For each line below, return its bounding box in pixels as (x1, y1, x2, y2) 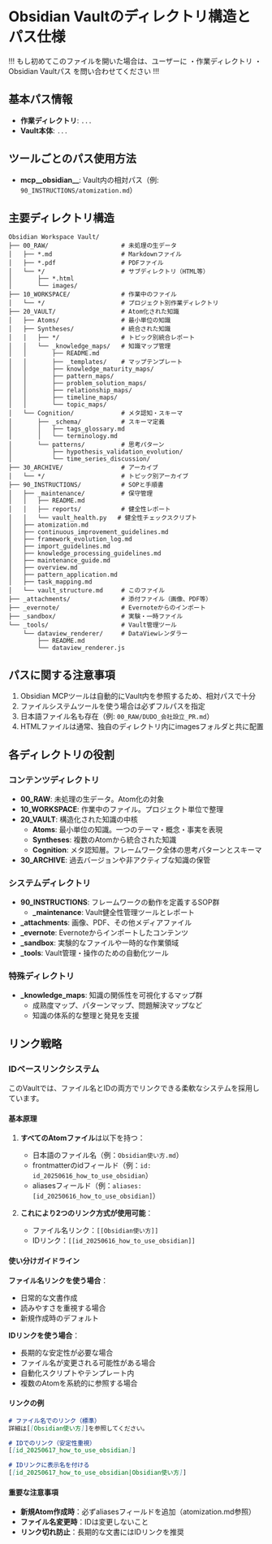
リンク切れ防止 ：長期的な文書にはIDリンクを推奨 (19, 1527, 184, 1537)
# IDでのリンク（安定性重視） (8, 1439, 96, 1447)
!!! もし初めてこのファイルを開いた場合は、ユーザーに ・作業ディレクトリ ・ (8, 56, 262, 66)
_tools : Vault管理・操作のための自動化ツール (19, 948, 169, 958)
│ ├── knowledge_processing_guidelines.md (8, 549, 162, 557)
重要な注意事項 (8, 1487, 58, 1497)
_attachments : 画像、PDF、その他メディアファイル (19, 917, 192, 927)
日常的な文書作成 (19, 1293, 78, 1303)
